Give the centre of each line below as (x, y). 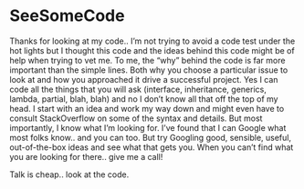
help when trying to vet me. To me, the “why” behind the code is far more (147, 60)
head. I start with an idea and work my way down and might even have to (147, 108)
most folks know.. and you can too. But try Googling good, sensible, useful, (151, 137)
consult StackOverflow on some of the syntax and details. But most (136, 118)
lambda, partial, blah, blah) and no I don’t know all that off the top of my (144, 99)
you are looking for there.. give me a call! (86, 156)
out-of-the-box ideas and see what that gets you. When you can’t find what (152, 147)
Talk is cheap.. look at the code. (69, 174)
